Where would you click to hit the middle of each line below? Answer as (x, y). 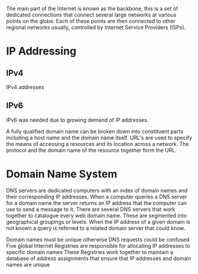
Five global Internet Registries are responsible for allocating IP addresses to (98, 246)
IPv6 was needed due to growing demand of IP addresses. (77, 120)
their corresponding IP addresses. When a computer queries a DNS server (97, 197)
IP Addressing (41, 51)
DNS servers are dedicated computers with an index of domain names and (97, 190)
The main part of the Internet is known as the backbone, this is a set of (92, 9)
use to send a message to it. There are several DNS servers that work (91, 209)
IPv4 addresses (25, 87)
